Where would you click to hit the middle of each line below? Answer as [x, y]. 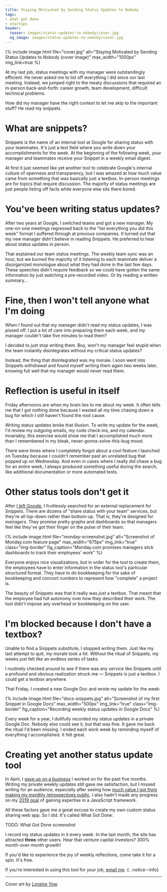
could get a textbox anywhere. [36, 679]
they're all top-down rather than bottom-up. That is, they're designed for [79, 516]
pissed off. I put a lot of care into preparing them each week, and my [75, 330]
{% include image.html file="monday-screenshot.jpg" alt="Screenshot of [80, 536]
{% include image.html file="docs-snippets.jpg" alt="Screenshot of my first [83, 698]
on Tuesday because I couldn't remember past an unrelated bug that [75, 456]
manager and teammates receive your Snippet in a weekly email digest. [78, 158]
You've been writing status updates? [83, 209]
